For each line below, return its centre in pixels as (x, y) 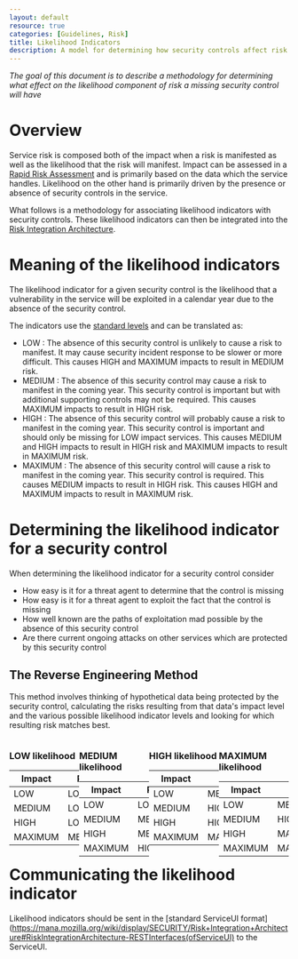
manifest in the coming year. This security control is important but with (151, 390)
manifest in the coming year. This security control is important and (143, 428)
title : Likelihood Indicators (65, 42)
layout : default (39, 17)
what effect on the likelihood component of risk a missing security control (144, 85)
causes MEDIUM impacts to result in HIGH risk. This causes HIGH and (149, 484)
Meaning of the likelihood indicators (145, 265)
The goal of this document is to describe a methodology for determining (141, 76)
